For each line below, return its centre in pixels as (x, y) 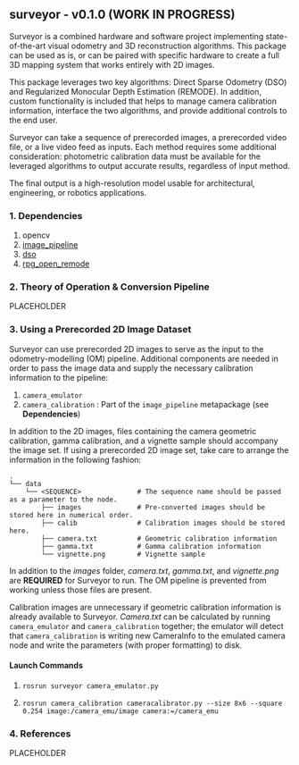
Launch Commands (46, 666)
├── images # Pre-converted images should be (154, 507)
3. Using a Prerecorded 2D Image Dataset (100, 330)
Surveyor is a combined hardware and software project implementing (137, 36)
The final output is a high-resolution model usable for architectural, (133, 183)
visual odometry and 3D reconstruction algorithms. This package (167, 46)
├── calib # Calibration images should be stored (163, 523)
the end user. (33, 120)
